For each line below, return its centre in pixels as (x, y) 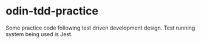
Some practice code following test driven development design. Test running (101, 28)
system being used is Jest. (39, 34)
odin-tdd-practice (52, 11)
